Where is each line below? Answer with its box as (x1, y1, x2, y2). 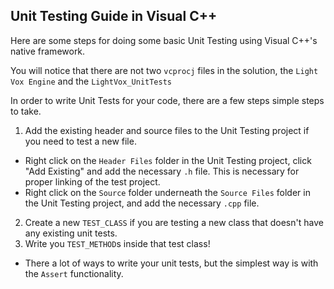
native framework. (10, 45, 86, 57)
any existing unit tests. (24, 227, 118, 239)
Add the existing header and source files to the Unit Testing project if (24, 124, 310, 136)
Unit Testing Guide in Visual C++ (10, 8, 218, 25)
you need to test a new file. (24, 135, 137, 147)
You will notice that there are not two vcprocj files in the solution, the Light (10, 64, 319, 76)
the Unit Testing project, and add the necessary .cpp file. (24, 197, 260, 209)
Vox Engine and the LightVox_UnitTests (10, 75, 172, 87)
